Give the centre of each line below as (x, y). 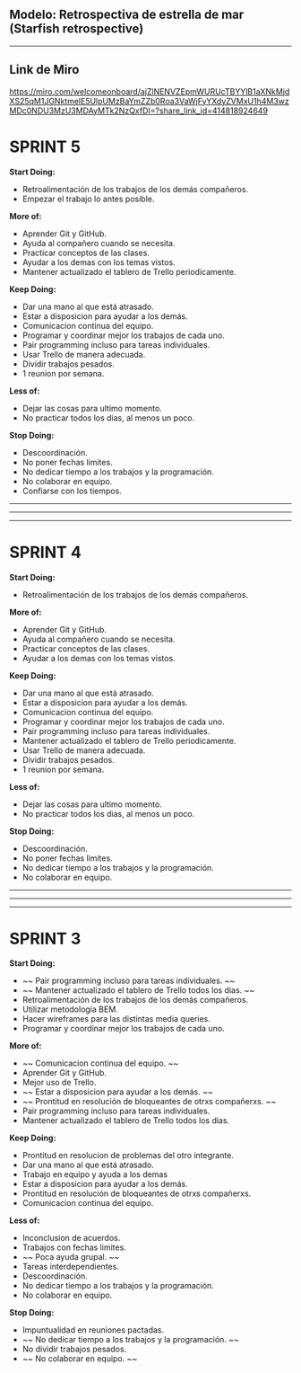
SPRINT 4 (46, 552)
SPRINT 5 (45, 146)
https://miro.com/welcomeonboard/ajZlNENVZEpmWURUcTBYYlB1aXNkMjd (150, 91)
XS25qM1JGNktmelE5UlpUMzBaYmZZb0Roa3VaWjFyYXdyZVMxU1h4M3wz (149, 101)
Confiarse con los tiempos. (72, 491)
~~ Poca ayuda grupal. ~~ (71, 1257)
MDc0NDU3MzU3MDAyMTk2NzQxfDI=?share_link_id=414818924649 (139, 111)
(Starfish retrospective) (77, 29)
